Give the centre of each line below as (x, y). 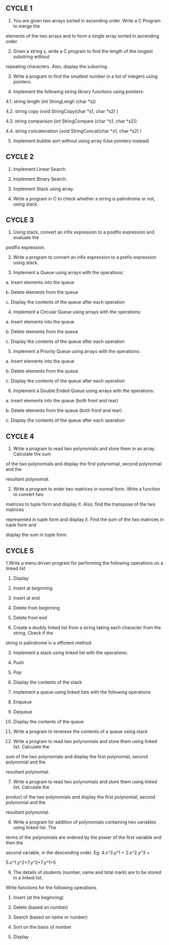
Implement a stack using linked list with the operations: (70, 653)
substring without (31, 56)
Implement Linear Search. (40, 169)
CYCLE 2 (20, 157)
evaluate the (26, 238)
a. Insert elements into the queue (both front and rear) (62, 401)
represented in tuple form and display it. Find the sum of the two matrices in (85, 520)
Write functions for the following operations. (52, 888)
